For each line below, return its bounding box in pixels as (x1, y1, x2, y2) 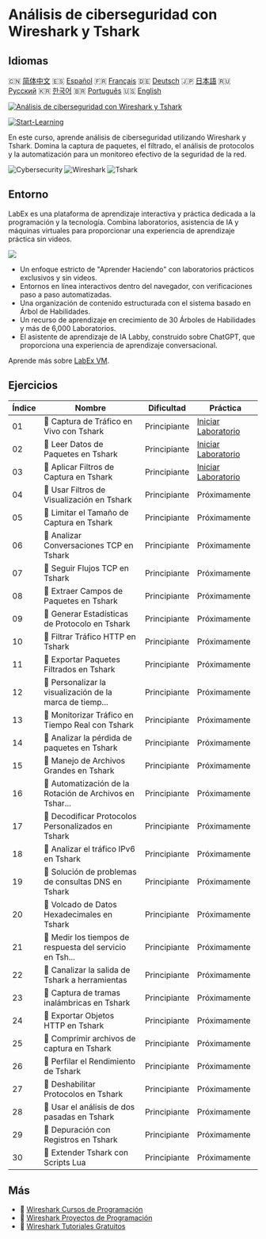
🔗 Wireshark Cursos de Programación (19, 1205, 143, 1214)
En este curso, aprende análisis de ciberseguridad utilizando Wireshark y (8, 133, 247, 142)
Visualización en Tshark (43, 494, 132, 505)
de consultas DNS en (43, 875, 123, 887)
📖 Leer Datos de (43, 438, 104, 449)
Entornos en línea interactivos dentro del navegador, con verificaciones (19, 281, 253, 291)
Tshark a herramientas (43, 974, 127, 985)
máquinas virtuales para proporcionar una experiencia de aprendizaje (8, 225, 235, 235)
